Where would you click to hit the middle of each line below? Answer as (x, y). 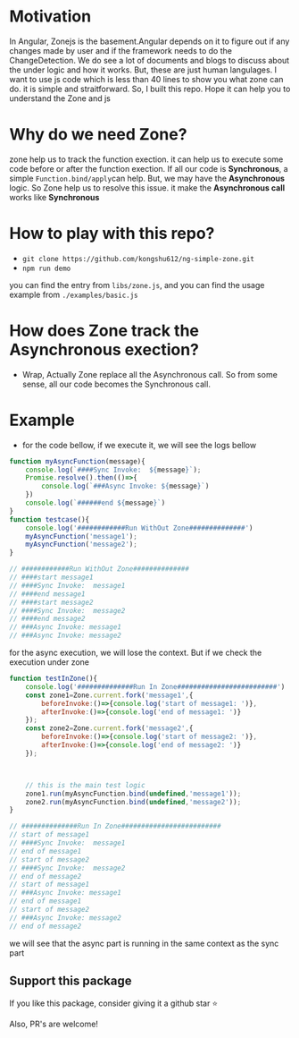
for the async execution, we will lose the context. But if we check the (136, 653)
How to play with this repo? (112, 234)
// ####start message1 (51, 578)
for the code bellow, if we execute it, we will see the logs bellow (139, 445)
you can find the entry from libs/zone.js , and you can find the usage (137, 285)
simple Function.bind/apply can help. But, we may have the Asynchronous (147, 178)
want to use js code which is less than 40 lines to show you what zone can (146, 79)
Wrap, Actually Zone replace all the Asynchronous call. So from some (150, 374)
